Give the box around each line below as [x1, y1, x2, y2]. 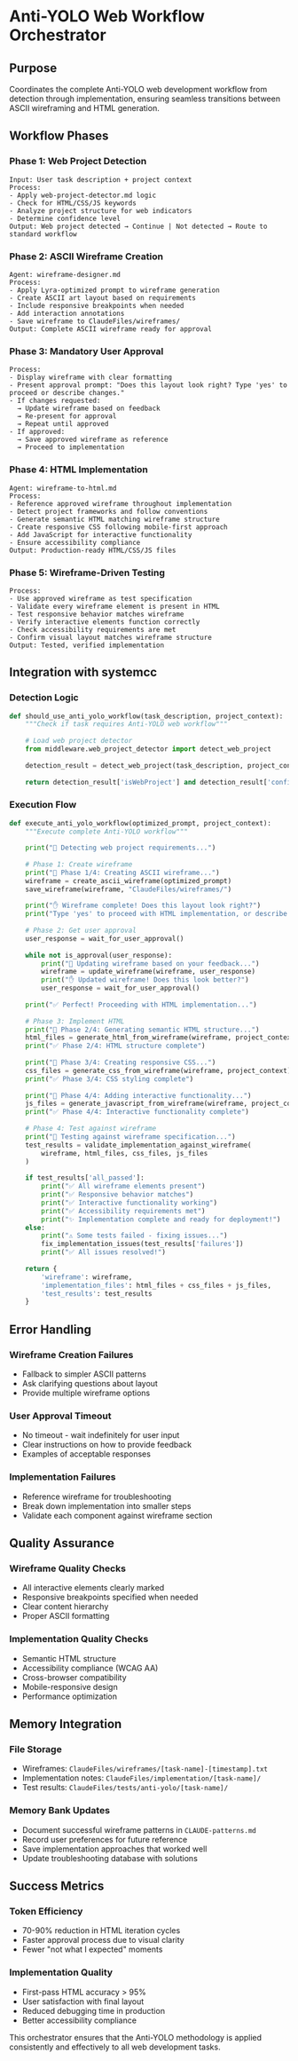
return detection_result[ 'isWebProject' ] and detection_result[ [25, 778, 268, 786]
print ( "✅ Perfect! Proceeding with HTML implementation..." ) [25, 1000, 257, 1009]
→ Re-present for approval [17, 412, 117, 421]
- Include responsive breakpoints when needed [9, 301, 184, 310]
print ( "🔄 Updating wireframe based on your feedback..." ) [41, 959, 260, 968]
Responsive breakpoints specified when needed [21, 1591, 199, 1603]
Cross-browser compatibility [21, 1671, 127, 1683]
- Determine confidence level [9, 214, 122, 223]
